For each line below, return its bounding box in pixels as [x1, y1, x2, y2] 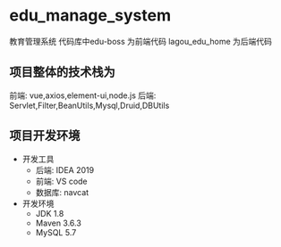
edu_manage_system [9, 5, 172, 26]
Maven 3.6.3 [35, 218, 82, 228]
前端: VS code [35, 176, 88, 186]
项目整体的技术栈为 [9, 64, 115, 80]
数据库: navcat [35, 186, 89, 197]
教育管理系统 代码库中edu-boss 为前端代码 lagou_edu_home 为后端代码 [9, 36, 273, 46]
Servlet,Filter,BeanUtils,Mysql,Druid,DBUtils [9, 100, 170, 111]
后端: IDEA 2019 [35, 164, 95, 175]
